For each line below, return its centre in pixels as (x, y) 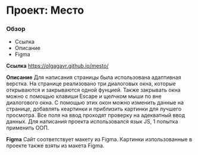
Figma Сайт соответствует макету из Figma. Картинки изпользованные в (99, 140)
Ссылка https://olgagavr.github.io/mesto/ (57, 66)
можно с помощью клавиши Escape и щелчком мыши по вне (84, 96)
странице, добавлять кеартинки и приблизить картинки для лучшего (94, 109)
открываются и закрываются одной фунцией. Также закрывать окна (93, 90)
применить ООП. (28, 128)
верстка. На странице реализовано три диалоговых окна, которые (91, 84)
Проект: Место (45, 10)
